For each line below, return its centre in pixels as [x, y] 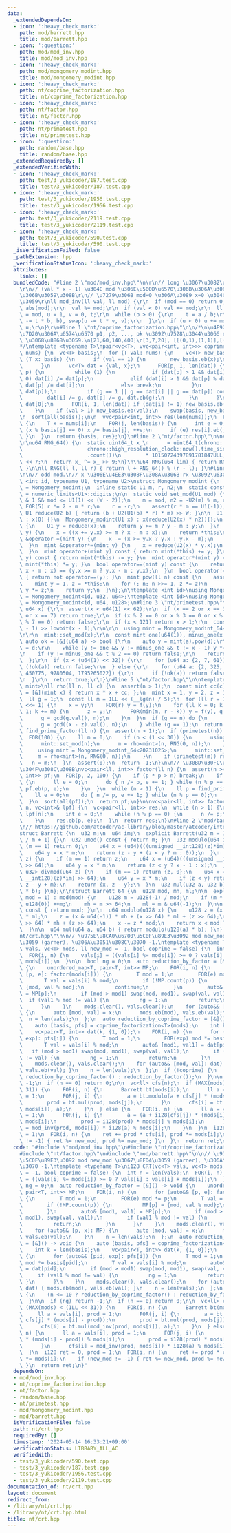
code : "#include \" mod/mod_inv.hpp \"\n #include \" [87, 1147]
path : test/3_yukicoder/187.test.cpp [74, 180]
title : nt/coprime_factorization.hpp [74, 97]
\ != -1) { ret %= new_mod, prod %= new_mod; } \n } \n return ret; [120, 1141]
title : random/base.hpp [54, 155]
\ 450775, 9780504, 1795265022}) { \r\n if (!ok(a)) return [113, 673]
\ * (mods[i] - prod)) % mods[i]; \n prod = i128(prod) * [113, 1339]
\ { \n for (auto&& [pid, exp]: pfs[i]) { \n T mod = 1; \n [121, 1256]
